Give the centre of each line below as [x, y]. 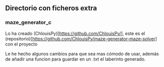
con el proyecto [21, 44]
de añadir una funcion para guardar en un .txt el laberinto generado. [75, 59]
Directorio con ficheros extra [51, 8]
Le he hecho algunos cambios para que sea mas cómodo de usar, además [82, 53]
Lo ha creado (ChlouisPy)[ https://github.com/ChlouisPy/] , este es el [75, 33]
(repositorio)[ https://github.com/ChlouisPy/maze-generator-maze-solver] [81, 38]
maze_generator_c [28, 22]
